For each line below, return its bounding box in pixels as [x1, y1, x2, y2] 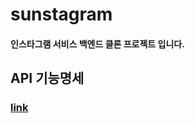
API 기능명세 [10, 70, 85, 87]
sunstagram [10, 3, 113, 26]
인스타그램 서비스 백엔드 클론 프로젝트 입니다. [10, 38, 185, 50]
